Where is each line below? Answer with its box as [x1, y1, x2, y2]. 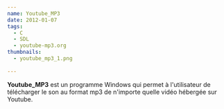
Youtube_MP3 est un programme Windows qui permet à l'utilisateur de [7, 80, 211, 88]
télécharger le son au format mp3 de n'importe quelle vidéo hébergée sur [7, 88, 217, 96]
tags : [7, 23, 23, 30]
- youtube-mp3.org [13, 42, 67, 49]
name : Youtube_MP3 [7, 10, 60, 17]
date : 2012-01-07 [7, 17, 58, 23]
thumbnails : [7, 49, 42, 56]
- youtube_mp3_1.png [13, 55, 73, 62]
